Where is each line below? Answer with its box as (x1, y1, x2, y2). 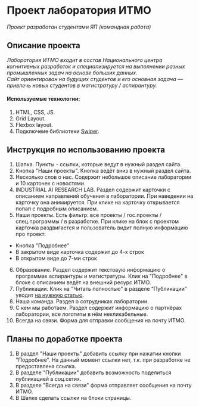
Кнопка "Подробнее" (15, 242, 70, 249)
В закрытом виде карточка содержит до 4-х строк (15, 248, 145, 255)
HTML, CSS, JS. (15, 108, 55, 116)
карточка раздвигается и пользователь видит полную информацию (15, 224, 188, 231)
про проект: (15, 230, 46, 237)
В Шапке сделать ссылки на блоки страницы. (15, 394, 132, 401)
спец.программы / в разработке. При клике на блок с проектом (15, 218, 179, 225)
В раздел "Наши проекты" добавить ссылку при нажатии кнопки (15, 350, 181, 357)
